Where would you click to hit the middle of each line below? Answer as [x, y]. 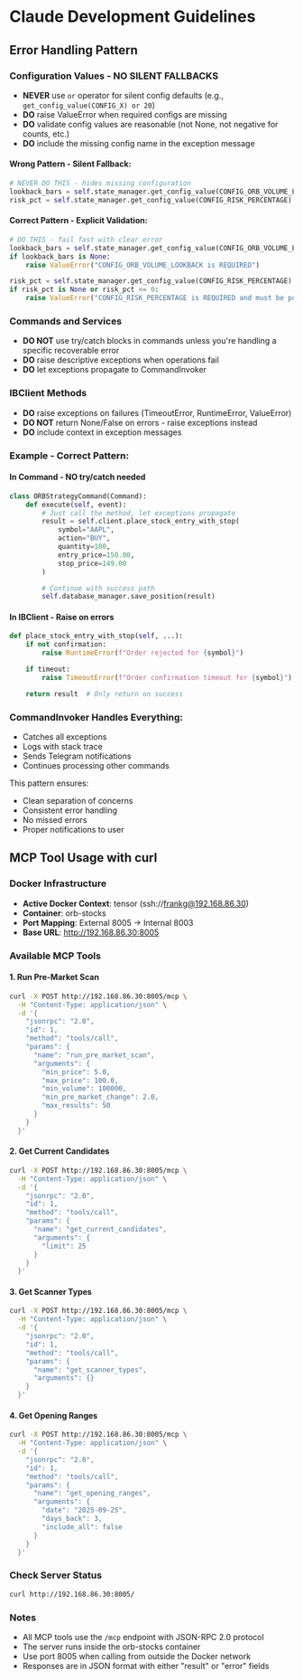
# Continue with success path [98, 588]
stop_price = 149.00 [92, 563]
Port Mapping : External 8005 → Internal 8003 [108, 922]
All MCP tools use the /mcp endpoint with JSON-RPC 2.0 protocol [143, 1637]
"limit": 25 [64, 1246]
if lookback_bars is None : [60, 256]
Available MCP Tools [55, 956]
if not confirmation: [66, 645]
